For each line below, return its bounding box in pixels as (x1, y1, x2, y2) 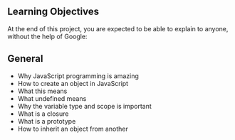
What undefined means (17, 94, 87, 102)
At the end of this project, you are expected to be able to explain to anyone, (7, 24, 229, 33)
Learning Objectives (7, 6, 100, 18)
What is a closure (17, 109, 69, 118)
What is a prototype (17, 117, 76, 125)
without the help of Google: (7, 32, 88, 41)
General (7, 53, 44, 65)
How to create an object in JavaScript (17, 79, 129, 87)
